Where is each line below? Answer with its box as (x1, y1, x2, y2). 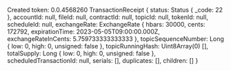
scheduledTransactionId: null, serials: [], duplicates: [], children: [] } (7, 57, 199, 64)
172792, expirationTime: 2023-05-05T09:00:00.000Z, (7, 27, 161, 35)
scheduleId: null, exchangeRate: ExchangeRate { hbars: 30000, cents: (7, 20, 205, 28)
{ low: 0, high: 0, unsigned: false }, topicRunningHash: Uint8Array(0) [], (7, 42, 209, 50)
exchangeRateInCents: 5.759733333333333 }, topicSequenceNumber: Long (7, 35, 224, 43)
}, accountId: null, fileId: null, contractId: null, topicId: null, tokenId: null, (7, 13, 208, 21)
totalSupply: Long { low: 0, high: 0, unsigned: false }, (7, 49, 157, 57)
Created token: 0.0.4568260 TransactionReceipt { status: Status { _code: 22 (7, 6, 223, 14)
